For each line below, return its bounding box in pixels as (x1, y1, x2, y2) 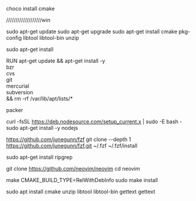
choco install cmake (6, 5, 55, 12)
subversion (6, 89, 34, 95)
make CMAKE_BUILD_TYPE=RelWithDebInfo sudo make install (6, 177, 158, 183)
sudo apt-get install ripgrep (6, 154, 73, 161)
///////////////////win (6, 17, 50, 23)
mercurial (6, 82, 30, 90)
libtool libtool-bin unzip (23, 34, 79, 41)
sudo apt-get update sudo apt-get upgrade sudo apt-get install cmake (6, 28, 178, 35)
